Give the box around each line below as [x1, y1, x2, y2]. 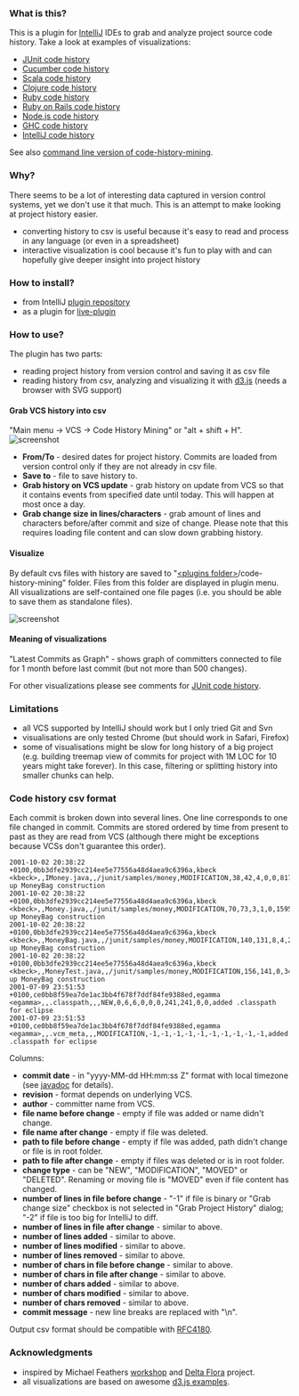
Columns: [9, 1053, 44, 1064]
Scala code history [21, 73, 92, 84]
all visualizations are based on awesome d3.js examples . [21, 1376, 230, 1387]
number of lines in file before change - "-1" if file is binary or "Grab [21, 1193, 271, 1204]
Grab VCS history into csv [9, 404, 107, 416]
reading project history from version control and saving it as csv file [21, 366, 271, 377]
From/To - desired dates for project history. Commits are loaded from [21, 452, 278, 462]
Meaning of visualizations [9, 633, 108, 644]
